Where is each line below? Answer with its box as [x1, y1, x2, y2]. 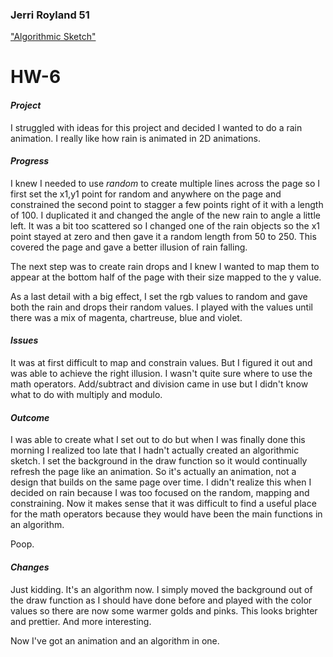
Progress [10, 155, 50, 167]
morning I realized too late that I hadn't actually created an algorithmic [10, 444, 300, 457]
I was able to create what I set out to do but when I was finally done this [10, 434, 306, 446]
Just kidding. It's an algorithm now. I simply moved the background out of [10, 583, 313, 595]
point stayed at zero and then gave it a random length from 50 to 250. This [10, 230, 317, 242]
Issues [10, 334, 39, 347]
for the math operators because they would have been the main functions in [10, 508, 323, 520]
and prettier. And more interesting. [10, 615, 152, 627]
